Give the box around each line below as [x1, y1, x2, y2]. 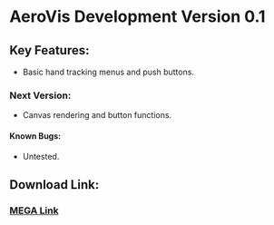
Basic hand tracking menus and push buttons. [22, 66, 195, 77]
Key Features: [9, 43, 90, 58]
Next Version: [9, 89, 72, 102]
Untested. [22, 151, 60, 161]
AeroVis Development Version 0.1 [9, 6, 266, 27]
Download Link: [9, 177, 100, 192]
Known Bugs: [9, 130, 62, 142]
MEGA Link [9, 204, 59, 217]
